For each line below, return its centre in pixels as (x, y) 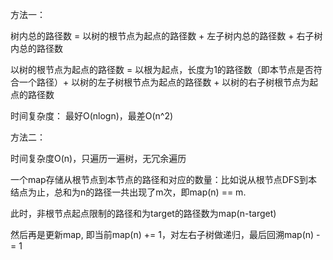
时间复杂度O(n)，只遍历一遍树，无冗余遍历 (98, 158)
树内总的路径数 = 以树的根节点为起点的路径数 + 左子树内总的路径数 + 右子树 (166, 36)
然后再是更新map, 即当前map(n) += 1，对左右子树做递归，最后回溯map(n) (162, 234)
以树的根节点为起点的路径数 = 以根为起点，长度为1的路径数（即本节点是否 (162, 69)
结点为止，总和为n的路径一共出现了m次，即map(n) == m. (128, 192)
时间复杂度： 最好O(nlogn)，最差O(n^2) (92, 116)
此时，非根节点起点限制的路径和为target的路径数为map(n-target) (143, 213)
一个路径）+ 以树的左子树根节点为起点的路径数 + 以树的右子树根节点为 (164, 82)
